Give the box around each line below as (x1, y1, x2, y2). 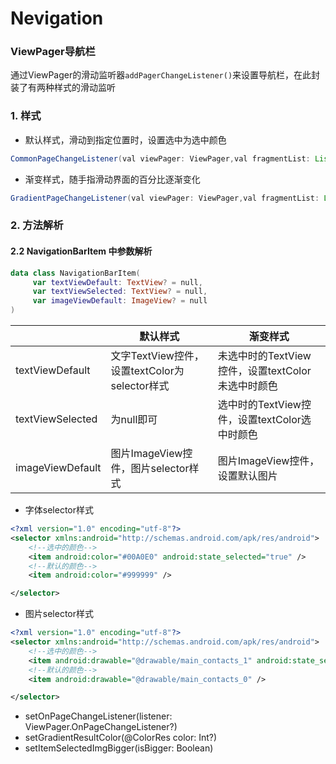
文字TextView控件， (110, 349, 205, 363)
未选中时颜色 (217, 379, 278, 393)
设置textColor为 (110, 364, 185, 378)
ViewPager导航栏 (10, 45, 96, 59)
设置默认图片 (217, 469, 278, 483)
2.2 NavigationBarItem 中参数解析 (10, 245, 153, 257)
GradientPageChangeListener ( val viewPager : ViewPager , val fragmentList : (10, 193, 320, 203)
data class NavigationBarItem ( (10, 268, 141, 278)
